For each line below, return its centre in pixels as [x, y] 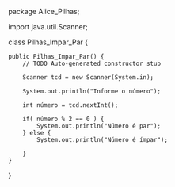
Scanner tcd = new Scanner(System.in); [88, 78]
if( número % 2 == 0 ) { [63, 119]
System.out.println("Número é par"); [99, 126]
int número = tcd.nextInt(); [70, 105]
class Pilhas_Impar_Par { [48, 42]
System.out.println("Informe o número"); [91, 91]
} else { [37, 133]
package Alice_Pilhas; [44, 11]
